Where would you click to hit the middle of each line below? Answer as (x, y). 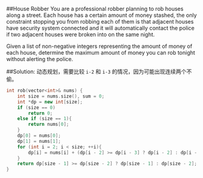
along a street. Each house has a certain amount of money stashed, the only (102, 15)
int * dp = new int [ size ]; (50, 102)
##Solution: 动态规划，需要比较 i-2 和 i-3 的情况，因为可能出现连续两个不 (99, 71)
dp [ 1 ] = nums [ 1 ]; (39, 141)
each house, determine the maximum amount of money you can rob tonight (101, 53)
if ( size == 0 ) (36, 107)
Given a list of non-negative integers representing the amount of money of (99, 46)
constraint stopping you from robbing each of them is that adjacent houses (100, 21)
